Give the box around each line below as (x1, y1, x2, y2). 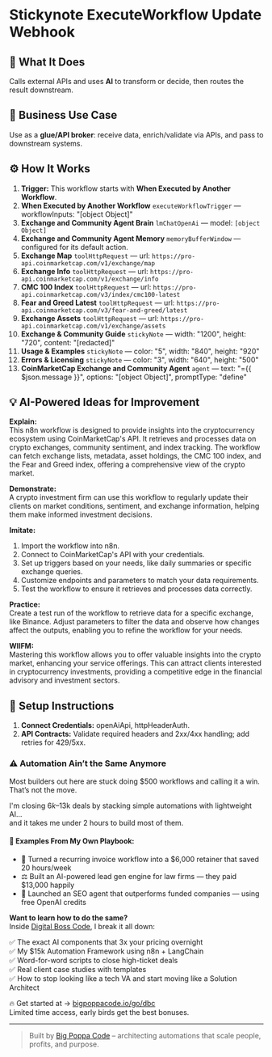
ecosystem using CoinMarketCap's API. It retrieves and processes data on (9, 434, 257, 444)
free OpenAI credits (20, 897, 87, 907)
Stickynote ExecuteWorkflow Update (9, 6, 262, 24)
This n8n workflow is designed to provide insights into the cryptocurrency (9, 425, 255, 435)
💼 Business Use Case (9, 108, 118, 122)
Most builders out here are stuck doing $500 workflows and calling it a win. (9, 776, 261, 786)
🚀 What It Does (9, 55, 86, 69)
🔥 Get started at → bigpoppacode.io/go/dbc (9, 998, 156, 1008)
